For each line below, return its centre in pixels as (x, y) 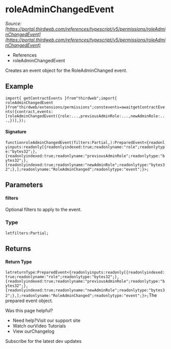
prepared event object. (29, 301)
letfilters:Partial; (27, 233)
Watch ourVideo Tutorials (39, 326)
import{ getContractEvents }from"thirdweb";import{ (61, 98)
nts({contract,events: (29, 111)
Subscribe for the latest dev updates (44, 341)
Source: (13, 23)
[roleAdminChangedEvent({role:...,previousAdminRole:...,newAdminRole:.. (85, 116)
